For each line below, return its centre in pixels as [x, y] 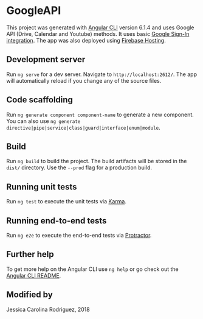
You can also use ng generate [43, 121]
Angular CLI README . [34, 275]
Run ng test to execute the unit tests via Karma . [66, 202]
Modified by [29, 295]
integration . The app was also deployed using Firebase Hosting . [86, 40]
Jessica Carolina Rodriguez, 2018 [48, 309]
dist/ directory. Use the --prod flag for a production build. [79, 167]
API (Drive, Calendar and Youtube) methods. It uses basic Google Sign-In [98, 33]
